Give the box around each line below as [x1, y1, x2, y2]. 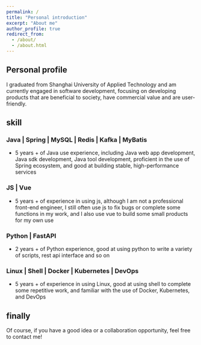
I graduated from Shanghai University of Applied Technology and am [6, 81, 176, 88]
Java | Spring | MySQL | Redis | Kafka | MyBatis [6, 136, 147, 144]
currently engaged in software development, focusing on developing [6, 87, 176, 94]
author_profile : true [6, 25, 61, 32]
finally [6, 311, 31, 321]
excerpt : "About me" [6, 20, 58, 26]
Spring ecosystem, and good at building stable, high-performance [14, 162, 179, 169]
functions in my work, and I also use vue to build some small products [14, 210, 188, 217]
